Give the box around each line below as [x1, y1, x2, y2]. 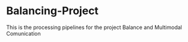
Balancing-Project [6, 4, 99, 18]
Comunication [6, 30, 41, 37]
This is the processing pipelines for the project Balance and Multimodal [6, 24, 182, 31]
